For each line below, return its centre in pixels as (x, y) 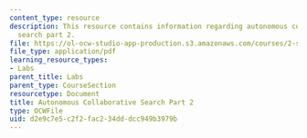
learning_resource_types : (58, 60)
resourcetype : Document (55, 94)
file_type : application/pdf (63, 52)
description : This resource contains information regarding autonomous (148, 26)
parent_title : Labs (47, 77)
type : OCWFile (37, 111)
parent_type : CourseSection (63, 85)
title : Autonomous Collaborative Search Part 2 (102, 102)
